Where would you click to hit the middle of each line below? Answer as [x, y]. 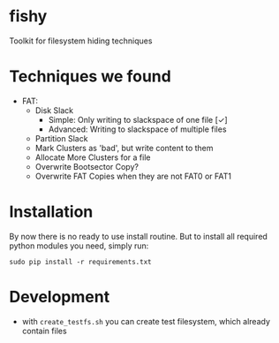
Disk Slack [54, 110]
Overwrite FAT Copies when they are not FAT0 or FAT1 [133, 176]
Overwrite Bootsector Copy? [87, 166]
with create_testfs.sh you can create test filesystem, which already [146, 321]
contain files [45, 331]
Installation [51, 212]
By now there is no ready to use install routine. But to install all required [138, 236]
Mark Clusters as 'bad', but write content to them [124, 148]
